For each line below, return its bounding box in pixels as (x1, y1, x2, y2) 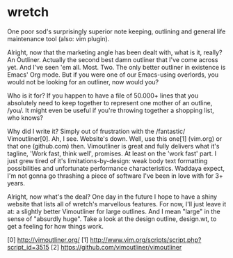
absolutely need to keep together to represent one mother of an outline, (7, 98, 213, 107)
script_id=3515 (7, 243, 50, 251)
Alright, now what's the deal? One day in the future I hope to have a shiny (7, 192, 218, 201)
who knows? (7, 113, 44, 122)
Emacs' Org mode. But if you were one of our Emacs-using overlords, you (7, 70, 219, 79)
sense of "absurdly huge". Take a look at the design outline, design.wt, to (7, 214, 217, 223)
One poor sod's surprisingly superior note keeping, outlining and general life (7, 27, 226, 36)
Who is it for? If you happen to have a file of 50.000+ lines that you (7, 91, 199, 100)
